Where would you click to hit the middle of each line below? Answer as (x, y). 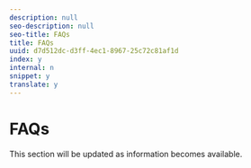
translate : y (34, 84)
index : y (26, 59)
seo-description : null (52, 26)
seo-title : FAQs (40, 34)
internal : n (31, 68)
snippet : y (30, 76)
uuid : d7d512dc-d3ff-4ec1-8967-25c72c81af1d (94, 51)
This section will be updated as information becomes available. (126, 154)
